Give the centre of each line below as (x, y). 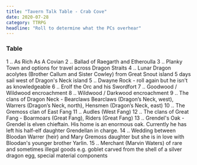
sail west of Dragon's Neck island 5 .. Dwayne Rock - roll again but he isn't (97, 80)
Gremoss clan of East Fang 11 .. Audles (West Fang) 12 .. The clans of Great (98, 111)
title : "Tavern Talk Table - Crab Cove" (57, 11)
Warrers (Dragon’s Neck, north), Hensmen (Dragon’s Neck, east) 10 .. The (96, 105)
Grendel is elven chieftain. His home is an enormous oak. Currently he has (96, 124)
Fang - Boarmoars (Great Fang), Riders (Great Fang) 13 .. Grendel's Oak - (95, 118)
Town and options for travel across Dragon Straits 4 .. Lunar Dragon (89, 68)
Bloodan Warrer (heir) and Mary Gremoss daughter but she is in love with (95, 137)
